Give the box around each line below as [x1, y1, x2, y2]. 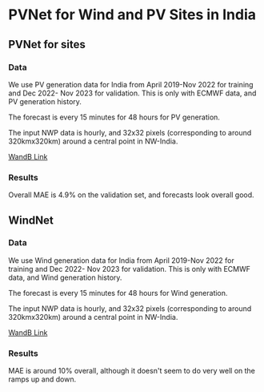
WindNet [8, 213, 54, 227]
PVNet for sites [8, 38, 86, 51]
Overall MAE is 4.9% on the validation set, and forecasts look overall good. [8, 190, 254, 200]
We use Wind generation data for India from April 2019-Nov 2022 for [8, 255, 234, 265]
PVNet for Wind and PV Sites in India [8, 6, 257, 24]
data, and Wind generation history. [8, 273, 122, 282]
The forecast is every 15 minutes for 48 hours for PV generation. [8, 112, 220, 122]
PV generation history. [8, 96, 82, 106]
